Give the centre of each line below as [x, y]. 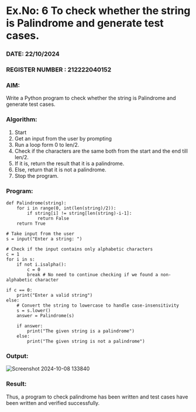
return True [31, 224]
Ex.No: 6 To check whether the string [98, 11]
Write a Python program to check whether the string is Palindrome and [91, 98]
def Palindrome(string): [36, 203]
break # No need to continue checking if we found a [93, 274]
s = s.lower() [34, 310]
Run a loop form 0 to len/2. [47, 145]
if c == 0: [19, 290]
